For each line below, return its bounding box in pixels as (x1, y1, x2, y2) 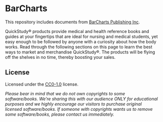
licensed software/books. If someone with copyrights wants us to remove (5, 106, 153, 112)
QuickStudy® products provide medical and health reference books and (5, 28, 149, 34)
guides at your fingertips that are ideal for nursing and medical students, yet (5, 34, 158, 39)
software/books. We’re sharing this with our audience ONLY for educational (5, 96, 158, 102)
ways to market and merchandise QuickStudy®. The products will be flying (5, 49, 155, 55)
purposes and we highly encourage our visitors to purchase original (5, 101, 142, 107)
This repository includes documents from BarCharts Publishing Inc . (5, 19, 140, 25)
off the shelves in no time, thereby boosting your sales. (5, 54, 116, 60)
